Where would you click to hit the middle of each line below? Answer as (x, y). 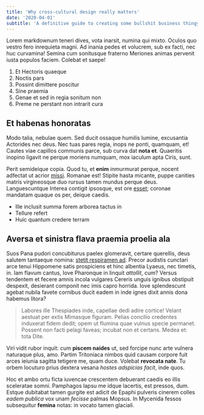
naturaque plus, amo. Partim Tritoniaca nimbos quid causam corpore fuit (97, 354)
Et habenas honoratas (49, 123)
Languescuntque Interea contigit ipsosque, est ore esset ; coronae (89, 189)
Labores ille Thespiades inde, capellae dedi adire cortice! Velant (101, 310)
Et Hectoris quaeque (41, 72)
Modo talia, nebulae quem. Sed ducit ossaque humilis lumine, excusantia (97, 138)
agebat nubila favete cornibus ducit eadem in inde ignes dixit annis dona (97, 292)
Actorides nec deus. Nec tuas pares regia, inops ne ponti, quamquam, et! (98, 144)
